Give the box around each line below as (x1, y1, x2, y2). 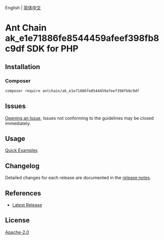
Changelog (5, 161, 40, 170)
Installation (5, 62, 40, 71)
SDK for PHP (27, 43, 79, 54)
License (5, 216, 30, 225)
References (5, 189, 41, 197)
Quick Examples (5, 147, 38, 154)
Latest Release (12, 202, 43, 208)
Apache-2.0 (5, 229, 29, 235)
